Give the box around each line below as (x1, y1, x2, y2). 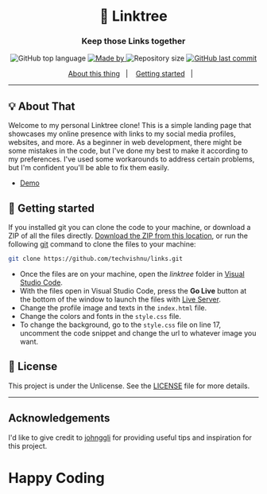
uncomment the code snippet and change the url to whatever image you (19, 328, 257, 337)
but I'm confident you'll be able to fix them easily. (8, 163, 169, 173)
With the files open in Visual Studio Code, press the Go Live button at (19, 286, 247, 295)
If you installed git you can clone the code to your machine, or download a (8, 223, 251, 232)
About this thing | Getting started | (68, 69, 193, 79)
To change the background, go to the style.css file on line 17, (19, 320, 221, 329)
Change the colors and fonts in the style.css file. (19, 311, 181, 321)
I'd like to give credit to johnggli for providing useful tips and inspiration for (8, 433, 253, 442)
